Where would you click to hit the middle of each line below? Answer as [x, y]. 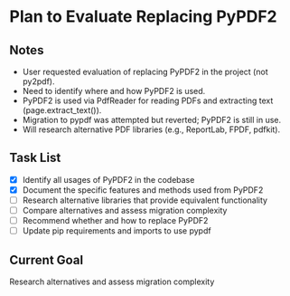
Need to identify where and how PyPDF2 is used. [114, 91]
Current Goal [47, 260]
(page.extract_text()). [62, 110]
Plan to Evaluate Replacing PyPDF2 [143, 17]
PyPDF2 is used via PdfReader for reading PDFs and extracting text [148, 100]
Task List [35, 158]
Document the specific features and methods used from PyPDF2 [143, 190]
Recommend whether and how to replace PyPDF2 [115, 221]
